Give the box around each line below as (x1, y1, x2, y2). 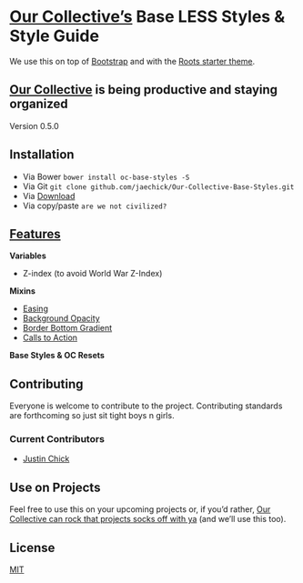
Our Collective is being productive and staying (9, 82, 278, 97)
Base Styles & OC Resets (9, 350, 105, 361)
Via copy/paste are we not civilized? (22, 200, 167, 211)
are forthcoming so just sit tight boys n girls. (9, 410, 175, 421)
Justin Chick (22, 453, 70, 465)
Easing (22, 303, 48, 315)
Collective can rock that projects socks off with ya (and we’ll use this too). (9, 514, 287, 525)
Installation (9, 147, 75, 163)
